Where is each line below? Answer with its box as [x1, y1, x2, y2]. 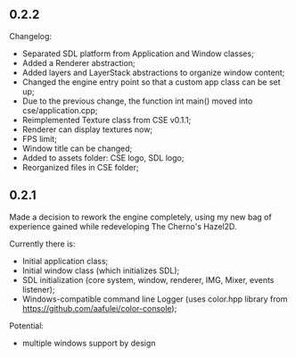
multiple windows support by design [21, 337, 156, 348]
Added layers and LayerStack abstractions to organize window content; [21, 67, 285, 78]
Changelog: [9, 30, 52, 41]
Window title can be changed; [21, 143, 133, 154]
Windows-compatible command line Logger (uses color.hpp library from [21, 294, 288, 304]
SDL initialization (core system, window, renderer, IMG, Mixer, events [21, 274, 275, 285]
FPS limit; [21, 133, 58, 144]
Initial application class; [21, 255, 109, 266]
